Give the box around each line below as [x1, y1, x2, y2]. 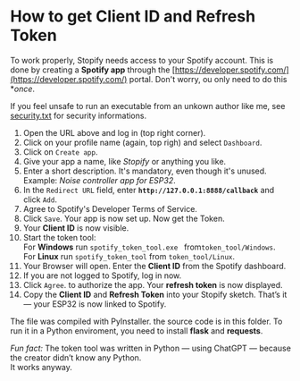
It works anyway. [10, 361, 72, 372]
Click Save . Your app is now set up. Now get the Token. [22, 213, 226, 224]
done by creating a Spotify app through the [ [10, 64, 176, 75]
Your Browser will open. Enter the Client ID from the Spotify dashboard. [22, 260, 287, 271]
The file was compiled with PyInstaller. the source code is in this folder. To [10, 316, 283, 326]
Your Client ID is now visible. [22, 222, 129, 233]
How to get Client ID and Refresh [10, 6, 256, 27]
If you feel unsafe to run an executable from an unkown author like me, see [10, 100, 286, 111]
